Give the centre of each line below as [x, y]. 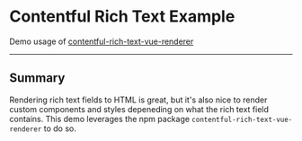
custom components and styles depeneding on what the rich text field [139, 109]
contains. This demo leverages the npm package [100, 119]
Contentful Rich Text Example [122, 17]
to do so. [60, 128]
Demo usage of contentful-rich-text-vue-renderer [102, 41]
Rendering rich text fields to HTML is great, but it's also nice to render [138, 100]
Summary [37, 78]
